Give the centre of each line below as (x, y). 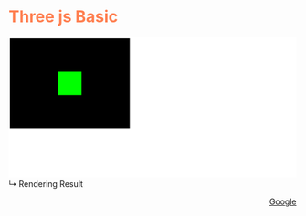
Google (283, 201)
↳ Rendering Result (46, 183)
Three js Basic (63, 17)
